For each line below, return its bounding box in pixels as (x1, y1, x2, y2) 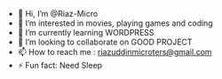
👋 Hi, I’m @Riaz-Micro (17, 9, 99, 19)
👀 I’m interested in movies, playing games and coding (17, 18, 213, 28)
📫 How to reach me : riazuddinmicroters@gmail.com (17, 47, 212, 57)
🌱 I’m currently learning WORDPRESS (17, 28, 155, 37)
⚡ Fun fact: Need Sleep (17, 60, 103, 70)
